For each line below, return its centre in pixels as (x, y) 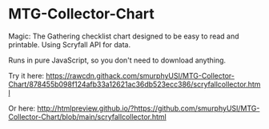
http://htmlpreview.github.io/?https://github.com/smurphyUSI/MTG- (149, 108)
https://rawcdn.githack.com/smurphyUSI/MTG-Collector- (140, 75)
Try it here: (26, 75)
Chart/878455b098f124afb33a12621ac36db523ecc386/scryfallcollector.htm (134, 84)
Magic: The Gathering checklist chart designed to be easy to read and (124, 36)
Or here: (22, 108)
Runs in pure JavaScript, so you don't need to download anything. (117, 60)
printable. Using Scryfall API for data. (69, 44)
